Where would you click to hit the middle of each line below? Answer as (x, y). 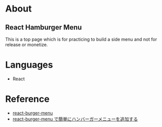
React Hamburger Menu (44, 27)
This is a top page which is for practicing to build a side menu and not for (81, 39)
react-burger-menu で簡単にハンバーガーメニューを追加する (75, 119)
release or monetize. (26, 45)
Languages (29, 65)
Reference (27, 99)
